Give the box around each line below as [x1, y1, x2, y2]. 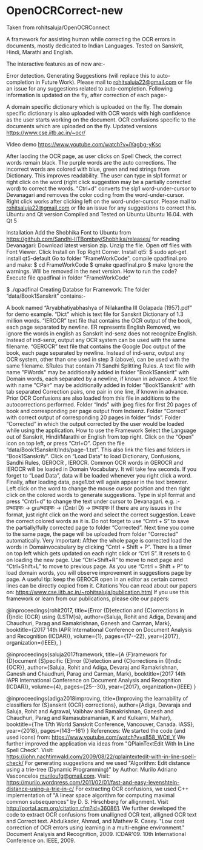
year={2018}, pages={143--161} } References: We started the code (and [6, 727, 186, 734]
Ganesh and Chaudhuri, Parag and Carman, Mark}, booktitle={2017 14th [6, 670, 186, 677]
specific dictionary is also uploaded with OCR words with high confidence [6, 109, 191, 117]
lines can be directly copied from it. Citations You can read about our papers [6, 581, 197, 589]
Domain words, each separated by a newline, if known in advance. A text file [6, 375, 198, 382]
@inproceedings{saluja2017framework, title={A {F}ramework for [6, 651, 167, 658]
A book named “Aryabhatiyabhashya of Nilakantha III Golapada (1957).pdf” [6, 304, 193, 311]
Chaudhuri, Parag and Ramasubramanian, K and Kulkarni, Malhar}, [6, 714, 172, 721]
